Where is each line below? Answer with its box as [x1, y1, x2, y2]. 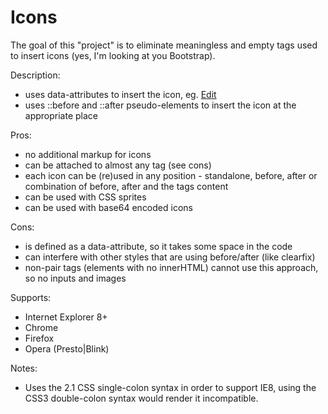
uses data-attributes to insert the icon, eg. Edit [24, 88, 217, 100]
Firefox [24, 332, 55, 344]
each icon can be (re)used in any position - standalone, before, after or [24, 169, 318, 181]
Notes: [10, 362, 38, 374]
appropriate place [24, 109, 98, 121]
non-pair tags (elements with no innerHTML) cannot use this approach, [24, 261, 319, 273]
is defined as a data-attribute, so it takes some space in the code [24, 240, 293, 252]
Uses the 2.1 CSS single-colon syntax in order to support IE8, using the [24, 381, 317, 393]
